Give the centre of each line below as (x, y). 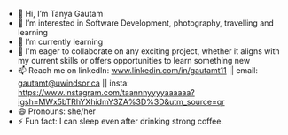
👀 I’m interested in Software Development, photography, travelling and (146, 23)
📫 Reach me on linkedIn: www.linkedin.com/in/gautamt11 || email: (138, 70)
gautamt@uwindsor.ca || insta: (74, 83)
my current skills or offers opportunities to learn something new (134, 60)
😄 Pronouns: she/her (56, 111)
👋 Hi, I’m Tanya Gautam (60, 14)
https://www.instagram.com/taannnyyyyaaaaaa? (106, 92)
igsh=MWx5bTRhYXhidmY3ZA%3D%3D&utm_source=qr (121, 102)
